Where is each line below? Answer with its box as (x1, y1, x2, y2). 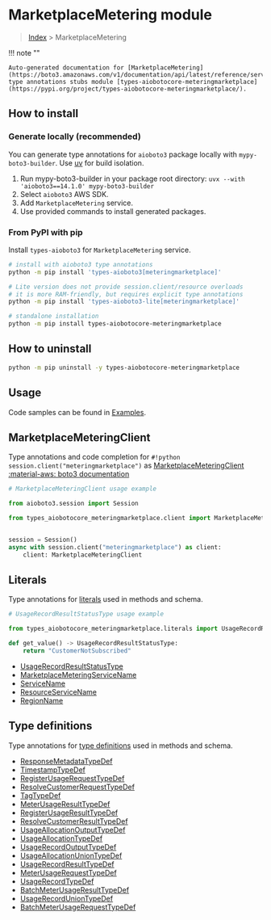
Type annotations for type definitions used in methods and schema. (8, 741, 233, 750)
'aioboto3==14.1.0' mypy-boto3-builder (19, 182, 155, 191)
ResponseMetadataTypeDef (19, 756, 113, 766)
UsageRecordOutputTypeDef (19, 842, 117, 851)
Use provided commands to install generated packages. (19, 206, 206, 216)
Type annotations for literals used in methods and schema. (8, 594, 203, 604)
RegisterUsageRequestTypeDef (19, 773, 125, 783)
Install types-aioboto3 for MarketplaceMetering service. (8, 245, 191, 254)
